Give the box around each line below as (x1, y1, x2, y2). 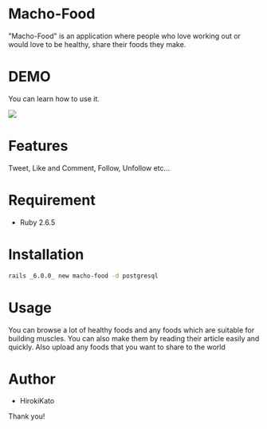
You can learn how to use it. (8, 93, 100, 104)
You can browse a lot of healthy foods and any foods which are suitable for (8, 325, 255, 335)
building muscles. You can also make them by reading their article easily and (8, 333, 260, 343)
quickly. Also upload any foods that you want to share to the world (8, 342, 226, 352)
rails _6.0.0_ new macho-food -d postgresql (8, 272, 159, 280)
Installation (8, 245, 84, 263)
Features (8, 137, 69, 155)
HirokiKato (19, 396, 55, 406)
